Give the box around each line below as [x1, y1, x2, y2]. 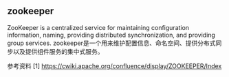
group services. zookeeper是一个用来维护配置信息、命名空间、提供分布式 [7, 39, 216, 47]
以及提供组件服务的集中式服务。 [12, 47, 104, 55]
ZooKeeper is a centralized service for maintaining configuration [7, 23, 190, 31]
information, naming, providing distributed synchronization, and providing [7, 31, 215, 39]
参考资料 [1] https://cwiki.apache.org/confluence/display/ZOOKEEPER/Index [7, 61, 222, 70]
